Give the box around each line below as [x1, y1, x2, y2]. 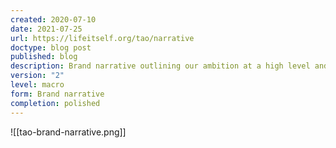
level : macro [10, 80, 65, 90]
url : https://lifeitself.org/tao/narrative [10, 33, 195, 43]
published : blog [10, 52, 78, 62]
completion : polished [10, 98, 101, 108]
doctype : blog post [10, 42, 92, 53]
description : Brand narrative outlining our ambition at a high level [10, 61, 311, 71]
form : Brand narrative [10, 89, 105, 99]
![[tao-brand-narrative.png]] [10, 126, 127, 138]
